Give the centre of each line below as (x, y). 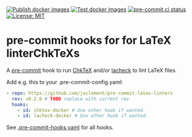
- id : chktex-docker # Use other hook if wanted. (82, 110)
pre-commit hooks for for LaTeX (89, 40)
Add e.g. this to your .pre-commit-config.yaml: (65, 82)
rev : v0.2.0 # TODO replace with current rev (71, 99)
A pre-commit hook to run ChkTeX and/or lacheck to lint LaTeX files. (92, 70)
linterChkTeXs (43, 53)
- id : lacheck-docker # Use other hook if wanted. (83, 116)
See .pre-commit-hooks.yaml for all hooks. (60, 127)
